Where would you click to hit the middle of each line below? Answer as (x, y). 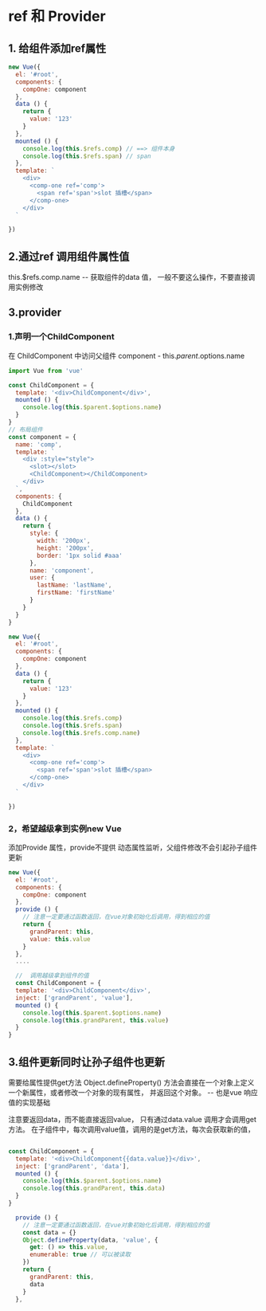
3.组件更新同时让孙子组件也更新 (87, 1062)
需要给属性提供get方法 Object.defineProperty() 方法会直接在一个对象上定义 (131, 1082)
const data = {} (50, 1232)
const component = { (43, 437)
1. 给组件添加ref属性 (57, 48)
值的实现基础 (29, 1102)
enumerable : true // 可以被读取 (80, 1255)
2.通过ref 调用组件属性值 (69, 256)
